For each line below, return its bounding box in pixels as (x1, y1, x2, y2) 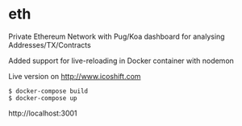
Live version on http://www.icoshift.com (8, 71, 141, 81)
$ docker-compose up (8, 94, 78, 102)
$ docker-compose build (8, 86, 89, 95)
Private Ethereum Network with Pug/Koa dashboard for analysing (8, 31, 225, 41)
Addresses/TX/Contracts (8, 40, 91, 49)
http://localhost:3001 (8, 108, 77, 118)
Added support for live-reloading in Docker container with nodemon (8, 56, 234, 65)
